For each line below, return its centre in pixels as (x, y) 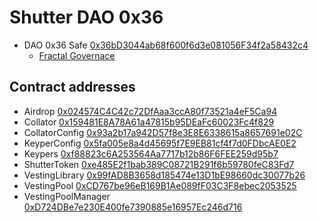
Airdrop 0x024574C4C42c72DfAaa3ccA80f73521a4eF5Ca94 (150, 111)
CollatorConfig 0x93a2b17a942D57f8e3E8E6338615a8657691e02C (163, 132)
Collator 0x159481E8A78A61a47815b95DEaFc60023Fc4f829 (149, 122)
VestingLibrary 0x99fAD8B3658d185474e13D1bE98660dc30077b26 (164, 175)
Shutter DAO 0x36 (86, 17)
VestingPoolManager (67, 196)
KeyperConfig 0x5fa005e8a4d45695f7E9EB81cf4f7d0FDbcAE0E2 (160, 143)
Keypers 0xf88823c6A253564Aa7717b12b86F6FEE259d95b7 (151, 153)
